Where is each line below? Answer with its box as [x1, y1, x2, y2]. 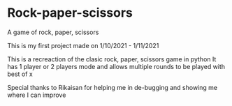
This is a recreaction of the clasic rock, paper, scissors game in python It [7, 54, 217, 63]
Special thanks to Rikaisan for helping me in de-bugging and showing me [7, 83, 218, 91]
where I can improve [7, 91, 66, 99]
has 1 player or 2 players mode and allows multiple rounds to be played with [7, 62, 226, 70]
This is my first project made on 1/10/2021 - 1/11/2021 [7, 41, 159, 50]
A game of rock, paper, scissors [7, 28, 99, 36]
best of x [7, 70, 33, 78]
